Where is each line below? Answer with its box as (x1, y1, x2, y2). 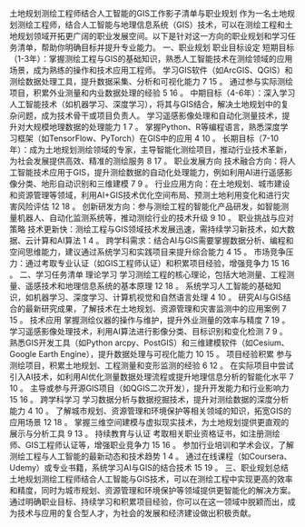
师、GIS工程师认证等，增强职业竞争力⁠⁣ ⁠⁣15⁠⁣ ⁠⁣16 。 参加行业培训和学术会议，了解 (9, 440, 295, 450)
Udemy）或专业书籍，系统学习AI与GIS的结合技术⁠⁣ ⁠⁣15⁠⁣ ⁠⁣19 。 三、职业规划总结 (9, 462, 289, 472)
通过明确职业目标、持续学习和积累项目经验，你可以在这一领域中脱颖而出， (9, 496, 288, 507)
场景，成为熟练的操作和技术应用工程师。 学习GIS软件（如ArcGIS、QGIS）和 (9, 65, 293, 75)
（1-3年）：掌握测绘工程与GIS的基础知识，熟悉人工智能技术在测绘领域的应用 (9, 54, 293, 64)
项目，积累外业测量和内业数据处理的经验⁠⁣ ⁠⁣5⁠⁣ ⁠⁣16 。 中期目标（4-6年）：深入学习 (9, 87, 296, 98)
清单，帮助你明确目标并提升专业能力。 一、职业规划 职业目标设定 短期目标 (16, 42, 295, 53)
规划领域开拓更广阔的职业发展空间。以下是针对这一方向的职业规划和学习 (16, 31, 288, 41)
